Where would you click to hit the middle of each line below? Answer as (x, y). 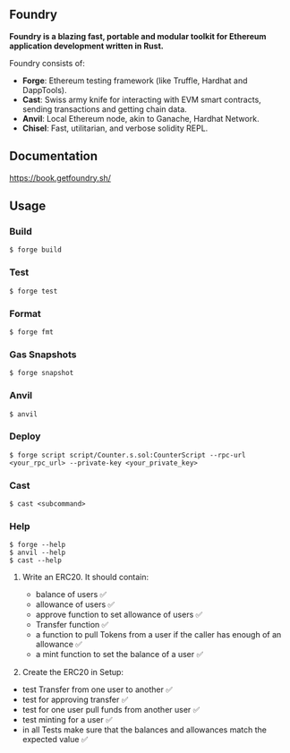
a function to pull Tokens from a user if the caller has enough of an (158, 635)
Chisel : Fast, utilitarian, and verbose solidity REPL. (115, 128)
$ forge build (36, 250)
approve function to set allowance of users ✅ (119, 615)
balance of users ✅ (71, 595)
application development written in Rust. (86, 46)
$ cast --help (36, 560)
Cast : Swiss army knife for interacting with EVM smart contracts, (141, 99)
